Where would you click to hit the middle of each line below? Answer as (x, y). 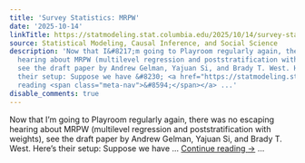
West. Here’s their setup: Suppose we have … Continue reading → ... (137, 148)
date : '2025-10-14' (46, 26)
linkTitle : (30, 34)
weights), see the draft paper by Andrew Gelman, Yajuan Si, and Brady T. (146, 139)
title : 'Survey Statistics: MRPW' (75, 18)
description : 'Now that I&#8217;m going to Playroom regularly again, (146, 52)
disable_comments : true (54, 93)
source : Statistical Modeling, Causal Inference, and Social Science (144, 43)
